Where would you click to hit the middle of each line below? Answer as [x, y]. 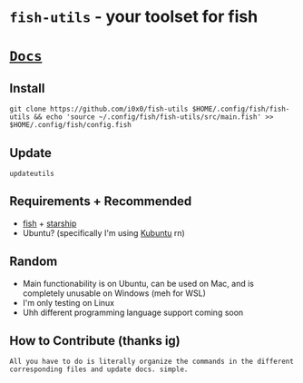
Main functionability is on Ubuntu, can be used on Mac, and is [138, 283]
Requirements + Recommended [101, 201]
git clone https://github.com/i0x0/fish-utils [99, 109]
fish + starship [49, 223]
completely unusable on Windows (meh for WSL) [114, 293]
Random [34, 262]
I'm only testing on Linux [68, 302]
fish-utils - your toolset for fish [134, 17]
